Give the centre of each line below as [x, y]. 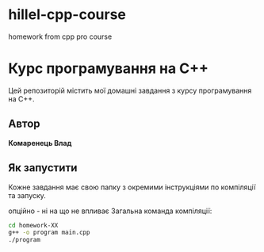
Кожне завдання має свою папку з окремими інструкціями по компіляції [132, 187]
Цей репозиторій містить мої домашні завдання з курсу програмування [130, 90]
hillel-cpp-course [67, 15]
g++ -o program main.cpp [49, 233]
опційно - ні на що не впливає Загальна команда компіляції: [110, 211]
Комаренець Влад [40, 143]
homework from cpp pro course [60, 36]
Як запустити [43, 168]
